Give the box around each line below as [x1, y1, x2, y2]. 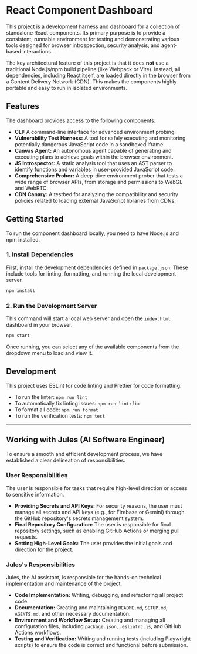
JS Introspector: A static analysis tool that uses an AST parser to [14, 159, 172, 166]
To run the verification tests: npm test [14, 412, 106, 419]
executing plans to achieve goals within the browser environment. [14, 153, 174, 160]
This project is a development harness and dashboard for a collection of [6, 23, 181, 30]
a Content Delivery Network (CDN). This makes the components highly [6, 78, 177, 85]
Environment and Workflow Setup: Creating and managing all [14, 616, 165, 623]
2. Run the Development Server [6, 301, 97, 310]
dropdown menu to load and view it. [6, 349, 93, 356]
